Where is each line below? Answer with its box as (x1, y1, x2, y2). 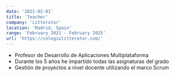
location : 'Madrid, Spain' (6, 24, 72, 31)
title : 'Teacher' (6, 14, 49, 20)
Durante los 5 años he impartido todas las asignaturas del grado (14, 58, 169, 65)
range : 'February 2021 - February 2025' (6, 30, 107, 36)
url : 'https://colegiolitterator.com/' (6, 36, 104, 41)
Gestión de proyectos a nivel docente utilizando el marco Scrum (14, 64, 169, 71)
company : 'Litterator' (6, 19, 61, 25)
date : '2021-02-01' (6, 8, 54, 15)
